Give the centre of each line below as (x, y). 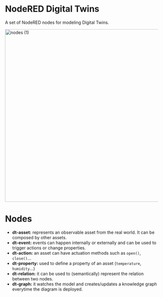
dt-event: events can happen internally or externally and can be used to (84, 243)
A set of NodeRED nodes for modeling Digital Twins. (57, 22)
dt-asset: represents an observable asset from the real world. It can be (83, 232)
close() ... (22, 258)
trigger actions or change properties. (49, 248)
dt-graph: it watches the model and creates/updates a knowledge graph (84, 284)
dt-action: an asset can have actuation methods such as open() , (76, 253)
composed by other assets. (39, 237)
